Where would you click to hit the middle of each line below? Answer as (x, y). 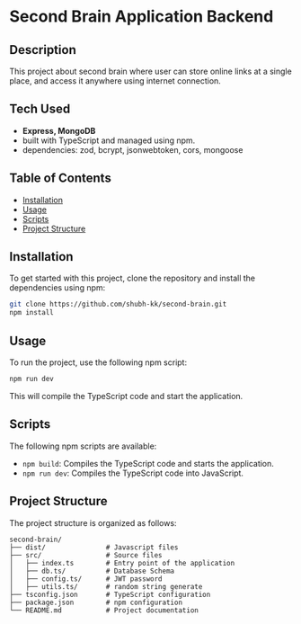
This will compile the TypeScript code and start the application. (126, 396)
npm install (31, 313)
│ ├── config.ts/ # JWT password (86, 579)
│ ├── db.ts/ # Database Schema (92, 571)
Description (43, 50)
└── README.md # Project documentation (104, 610)
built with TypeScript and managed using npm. (109, 140)
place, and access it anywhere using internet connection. (115, 81)
